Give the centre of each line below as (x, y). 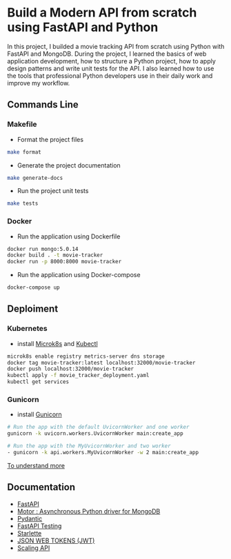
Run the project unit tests (53, 191)
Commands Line (43, 105)
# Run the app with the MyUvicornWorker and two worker (89, 446)
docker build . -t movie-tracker (55, 255)
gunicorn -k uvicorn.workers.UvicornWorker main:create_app (96, 434)
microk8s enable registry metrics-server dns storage (86, 356)
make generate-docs (35, 178)
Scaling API (33, 548)
